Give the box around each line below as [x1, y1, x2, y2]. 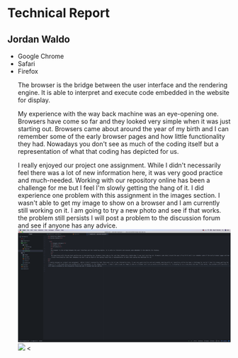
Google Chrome [17, 52, 64, 60]
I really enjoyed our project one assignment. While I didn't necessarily [17, 161, 221, 169]
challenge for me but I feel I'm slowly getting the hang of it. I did [17, 184, 204, 192]
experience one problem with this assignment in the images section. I [17, 191, 220, 199]
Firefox [17, 67, 39, 75]
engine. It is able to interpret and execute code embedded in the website [17, 89, 230, 96]
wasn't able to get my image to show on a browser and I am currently [17, 198, 220, 207]
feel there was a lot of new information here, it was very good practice [17, 169, 223, 177]
